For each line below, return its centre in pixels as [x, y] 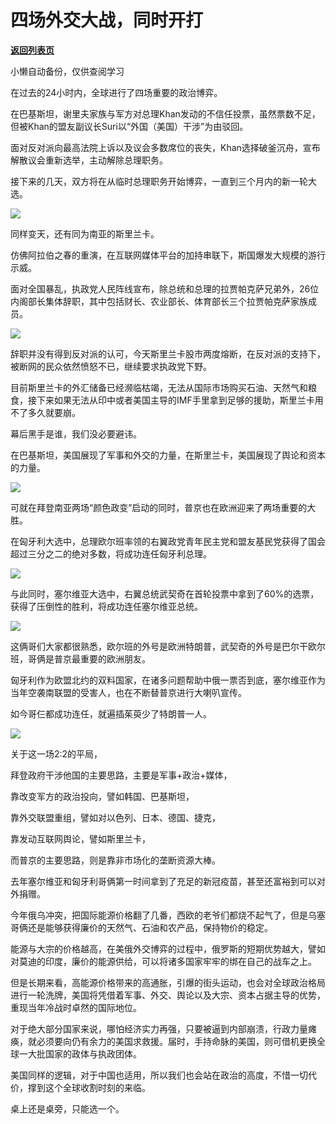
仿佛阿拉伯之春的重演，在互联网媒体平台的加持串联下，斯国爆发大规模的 [159, 255]
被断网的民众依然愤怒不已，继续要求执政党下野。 [111, 366]
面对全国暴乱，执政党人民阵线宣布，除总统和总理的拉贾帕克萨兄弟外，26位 [165, 288]
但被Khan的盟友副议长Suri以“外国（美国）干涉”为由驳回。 [129, 126]
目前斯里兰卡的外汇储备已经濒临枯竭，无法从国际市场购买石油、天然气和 [159, 387]
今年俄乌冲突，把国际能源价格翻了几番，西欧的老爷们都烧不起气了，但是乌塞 [168, 915]
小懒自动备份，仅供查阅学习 [67, 71]
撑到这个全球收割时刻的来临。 [89, 1087]
